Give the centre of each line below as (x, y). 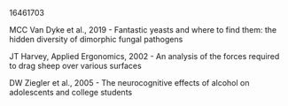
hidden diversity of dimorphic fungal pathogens (96, 39)
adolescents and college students (71, 92)
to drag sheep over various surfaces (75, 66)
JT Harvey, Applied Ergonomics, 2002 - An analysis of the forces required (144, 56)
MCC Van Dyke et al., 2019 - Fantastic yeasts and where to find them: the (143, 30)
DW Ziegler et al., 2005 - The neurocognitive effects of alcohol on (129, 83)
